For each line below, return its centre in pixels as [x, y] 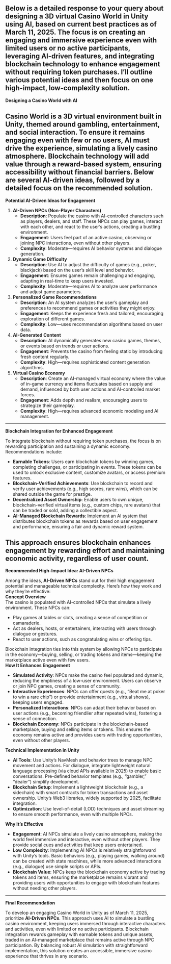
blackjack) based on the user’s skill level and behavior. [77, 270]
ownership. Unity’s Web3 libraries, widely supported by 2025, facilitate [87, 798]
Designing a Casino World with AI [41, 100]
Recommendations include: [34, 451]
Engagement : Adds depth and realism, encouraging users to [84, 400]
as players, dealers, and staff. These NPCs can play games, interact [91, 221]
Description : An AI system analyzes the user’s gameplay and [84, 302]
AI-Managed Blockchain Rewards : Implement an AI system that [80, 516]
